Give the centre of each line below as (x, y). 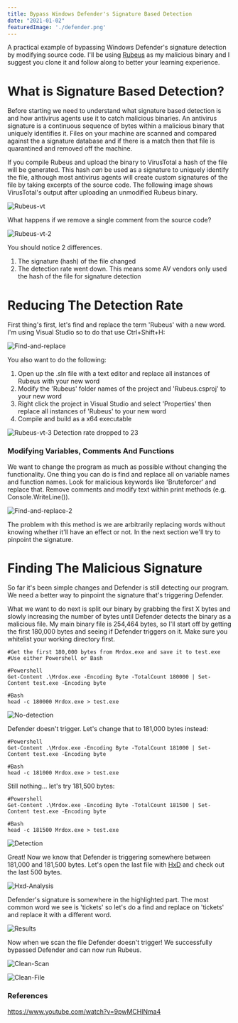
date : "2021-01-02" (36, 21)
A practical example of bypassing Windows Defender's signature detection (117, 48)
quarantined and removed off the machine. (70, 148)
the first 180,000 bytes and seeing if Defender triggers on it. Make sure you (118, 632)
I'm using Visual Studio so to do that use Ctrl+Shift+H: (86, 332)
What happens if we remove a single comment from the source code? (109, 220)
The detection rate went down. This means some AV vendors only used (122, 269)
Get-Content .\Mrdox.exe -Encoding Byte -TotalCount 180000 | (101, 677)
